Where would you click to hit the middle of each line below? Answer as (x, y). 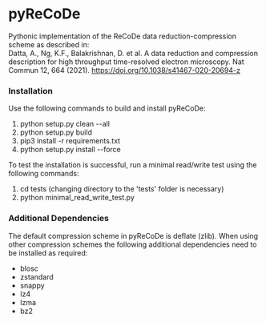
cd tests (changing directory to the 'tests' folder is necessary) (122, 189)
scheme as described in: (49, 44)
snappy (32, 285)
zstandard (36, 276)
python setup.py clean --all (65, 124)
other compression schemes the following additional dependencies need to (133, 244)
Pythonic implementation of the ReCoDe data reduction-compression (122, 36)
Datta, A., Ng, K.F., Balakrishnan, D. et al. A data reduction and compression (133, 53)
